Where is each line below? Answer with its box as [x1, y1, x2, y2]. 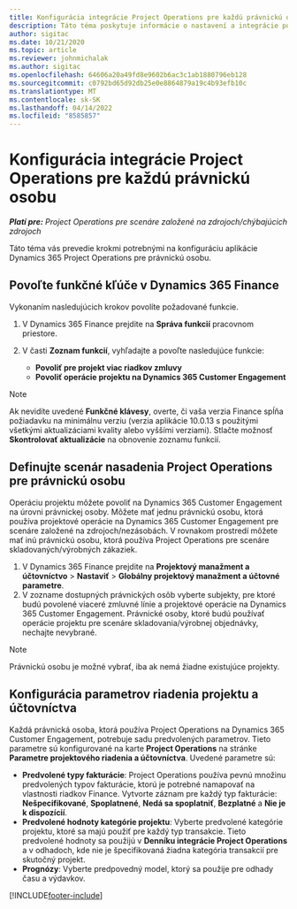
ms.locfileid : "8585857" [9, 111, 101, 120]
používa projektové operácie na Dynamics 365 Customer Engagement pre [9, 516, 279, 526]
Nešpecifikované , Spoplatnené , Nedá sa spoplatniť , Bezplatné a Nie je [21, 798, 286, 808]
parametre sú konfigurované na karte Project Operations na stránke [9, 743, 258, 753]
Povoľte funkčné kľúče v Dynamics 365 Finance [9, 278, 280, 293]
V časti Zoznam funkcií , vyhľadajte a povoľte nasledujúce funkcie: [21, 345, 265, 355]
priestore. [21, 328, 57, 339]
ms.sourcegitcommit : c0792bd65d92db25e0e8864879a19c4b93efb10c [9, 79, 247, 88]
